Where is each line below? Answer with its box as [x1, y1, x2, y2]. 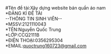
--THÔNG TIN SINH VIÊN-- [5, 16, 62, 21]
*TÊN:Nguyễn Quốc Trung [5, 26, 61, 33]
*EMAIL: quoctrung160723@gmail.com [5, 43, 87, 48]
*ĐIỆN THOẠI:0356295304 [5, 37, 63, 43]
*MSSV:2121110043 [5, 21, 47, 27]
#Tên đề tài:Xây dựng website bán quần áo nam [5, 5, 106, 11]
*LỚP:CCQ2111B [5, 32, 40, 38]
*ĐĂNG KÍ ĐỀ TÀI [5, 10, 42, 16]
